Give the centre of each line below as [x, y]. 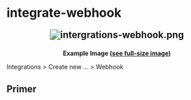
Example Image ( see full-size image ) [117, 53]
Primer [22, 89]
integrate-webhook [64, 13]
